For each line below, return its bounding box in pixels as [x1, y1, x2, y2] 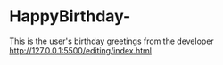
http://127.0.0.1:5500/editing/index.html [9, 45, 152, 55]
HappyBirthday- [9, 6, 131, 27]
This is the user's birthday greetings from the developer [9, 36, 214, 46]
